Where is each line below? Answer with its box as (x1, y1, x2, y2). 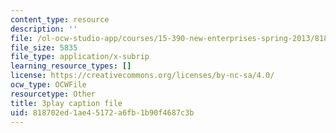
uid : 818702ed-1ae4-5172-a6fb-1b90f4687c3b (10, 107, 195, 118)
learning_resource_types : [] (10, 61, 132, 71)
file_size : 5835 (10, 42, 78, 53)
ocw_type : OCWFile (10, 80, 87, 90)
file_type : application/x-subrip (10, 52, 150, 62)
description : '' (10, 24, 78, 34)
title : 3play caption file (10, 98, 123, 108)
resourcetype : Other (10, 89, 97, 99)
